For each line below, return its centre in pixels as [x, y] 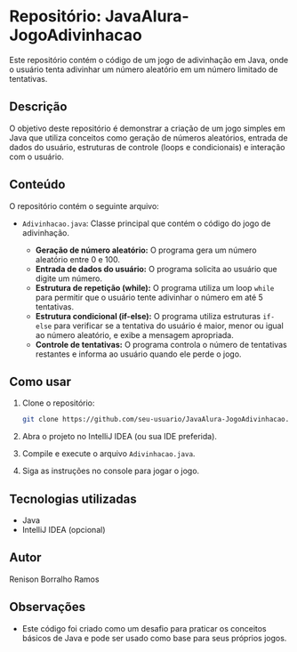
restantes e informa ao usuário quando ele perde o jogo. [138, 354]
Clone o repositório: [58, 403]
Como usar [40, 381]
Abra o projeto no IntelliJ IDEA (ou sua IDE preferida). [120, 437]
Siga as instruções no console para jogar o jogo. [111, 471]
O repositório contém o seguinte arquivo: [84, 205]
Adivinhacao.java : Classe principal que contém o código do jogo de [146, 223]
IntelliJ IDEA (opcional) [64, 530]
